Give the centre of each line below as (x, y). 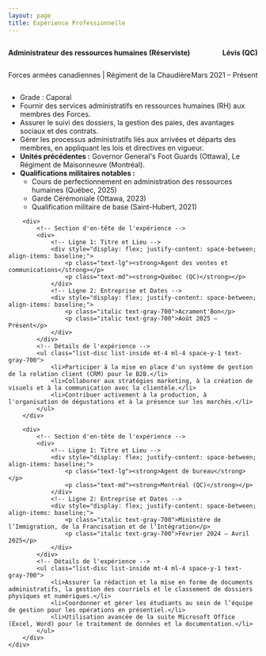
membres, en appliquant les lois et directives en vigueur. (112, 148)
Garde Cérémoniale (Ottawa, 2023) (89, 198)
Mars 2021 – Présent (224, 75)
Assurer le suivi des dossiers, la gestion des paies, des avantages (127, 122)
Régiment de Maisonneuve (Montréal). (82, 164)
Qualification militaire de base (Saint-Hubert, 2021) (114, 206)
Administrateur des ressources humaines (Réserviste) (99, 52)
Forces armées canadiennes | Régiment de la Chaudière (100, 75)
